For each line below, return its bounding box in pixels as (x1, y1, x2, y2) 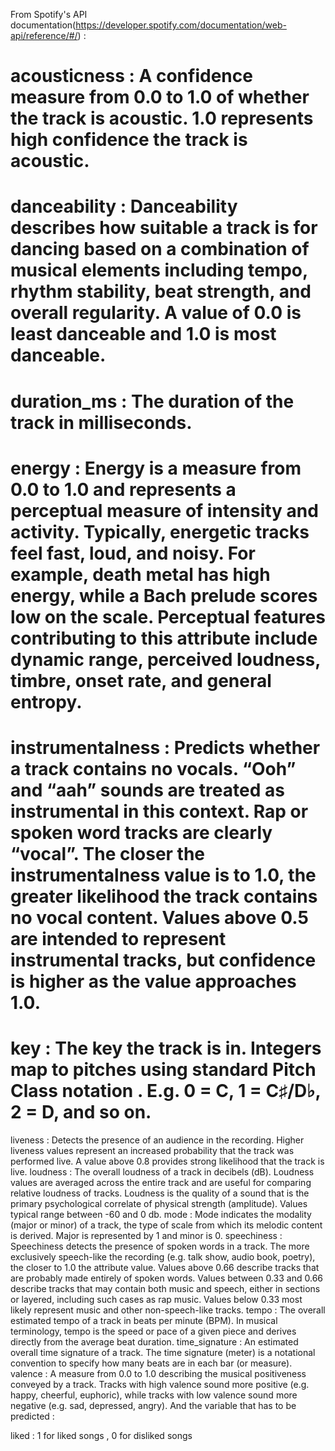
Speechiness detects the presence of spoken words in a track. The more (10, 1240, 310, 1252)
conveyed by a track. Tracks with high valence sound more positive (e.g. (10, 1378, 310, 1390)
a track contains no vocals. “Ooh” (10, 757, 297, 780)
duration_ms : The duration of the (10, 390, 295, 413)
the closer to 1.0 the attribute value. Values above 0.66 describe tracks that (10, 1261, 320, 1273)
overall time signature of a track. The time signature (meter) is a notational (10, 1346, 316, 1358)
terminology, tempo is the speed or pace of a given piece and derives (10, 1325, 297, 1337)
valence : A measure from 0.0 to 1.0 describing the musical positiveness (10, 1367, 307, 1379)
